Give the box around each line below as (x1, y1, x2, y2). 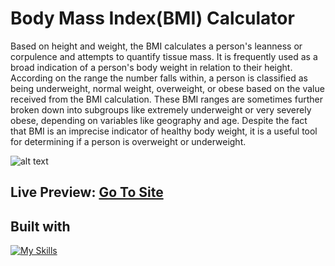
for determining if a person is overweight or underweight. (10, 135, 247, 147)
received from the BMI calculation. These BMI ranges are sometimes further (10, 93, 323, 105)
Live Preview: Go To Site (10, 184, 164, 201)
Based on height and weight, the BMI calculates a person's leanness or (10, 40, 303, 52)
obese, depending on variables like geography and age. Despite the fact (10, 114, 308, 126)
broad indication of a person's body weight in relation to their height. (10, 61, 293, 73)
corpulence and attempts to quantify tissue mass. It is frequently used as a (10, 50, 318, 62)
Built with (10, 218, 71, 235)
